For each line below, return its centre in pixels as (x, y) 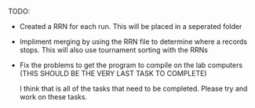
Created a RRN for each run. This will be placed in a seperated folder (131, 26)
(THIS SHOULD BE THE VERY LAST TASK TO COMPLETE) (113, 73)
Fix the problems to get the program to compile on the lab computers (131, 65)
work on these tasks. (53, 97)
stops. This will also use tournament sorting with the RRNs (113, 50)
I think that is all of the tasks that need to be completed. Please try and (133, 88)
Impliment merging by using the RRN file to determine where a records (133, 41)
